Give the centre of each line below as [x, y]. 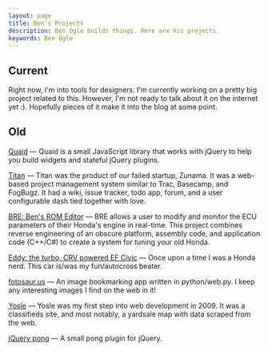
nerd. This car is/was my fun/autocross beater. [85, 266]
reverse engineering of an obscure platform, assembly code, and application [134, 233]
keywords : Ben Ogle [41, 38]
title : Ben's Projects [46, 23]
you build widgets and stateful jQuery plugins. [84, 159]
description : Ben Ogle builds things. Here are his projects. [114, 30]
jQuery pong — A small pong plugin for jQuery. [85, 338]
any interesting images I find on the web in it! [82, 290]
